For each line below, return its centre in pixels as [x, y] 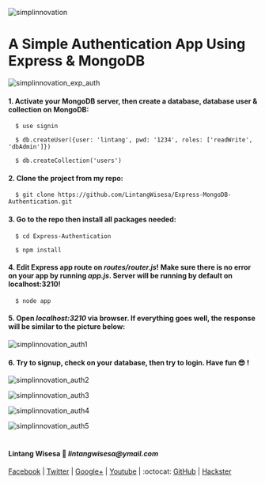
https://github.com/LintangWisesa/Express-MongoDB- [145, 195]
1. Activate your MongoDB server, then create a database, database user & [133, 101]
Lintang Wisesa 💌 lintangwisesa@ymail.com [83, 454]
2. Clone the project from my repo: [66, 178]
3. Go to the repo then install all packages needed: [92, 219]
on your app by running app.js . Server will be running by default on [121, 276]
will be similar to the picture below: [67, 327]
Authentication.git [40, 202]
